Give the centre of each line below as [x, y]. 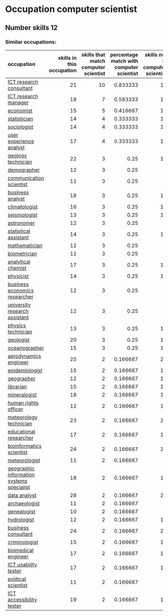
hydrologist [21, 520]
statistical [19, 231]
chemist [17, 268]
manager [18, 102]
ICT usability [22, 565]
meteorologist [24, 460]
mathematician [25, 245]
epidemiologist [25, 370]
